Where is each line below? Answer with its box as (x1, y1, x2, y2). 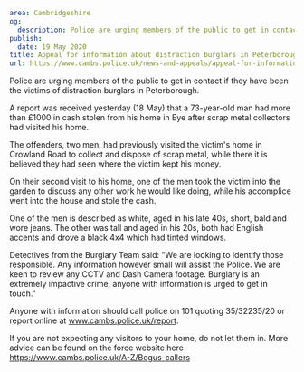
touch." (9, 288, 36, 299)
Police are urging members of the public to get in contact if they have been (9, 75, 290, 86)
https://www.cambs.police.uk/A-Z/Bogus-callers (9, 352, 191, 363)
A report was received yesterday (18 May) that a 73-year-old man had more (9, 102, 291, 113)
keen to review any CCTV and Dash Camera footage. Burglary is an (9, 269, 261, 280)
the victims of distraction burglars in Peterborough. (9, 85, 200, 96)
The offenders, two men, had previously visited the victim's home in (9, 139, 262, 150)
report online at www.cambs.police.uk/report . (9, 315, 179, 326)
